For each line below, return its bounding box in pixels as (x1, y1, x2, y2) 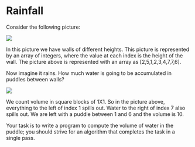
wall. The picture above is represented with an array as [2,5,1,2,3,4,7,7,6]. (6, 58, 182, 65)
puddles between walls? (6, 76, 64, 83)
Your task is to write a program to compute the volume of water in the (6, 122, 174, 129)
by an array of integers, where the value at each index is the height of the (6, 52, 183, 59)
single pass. (6, 134, 35, 141)
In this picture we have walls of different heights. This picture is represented (6, 46, 190, 53)
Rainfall (6, 4, 44, 18)
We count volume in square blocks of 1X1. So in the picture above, (6, 98, 165, 105)
